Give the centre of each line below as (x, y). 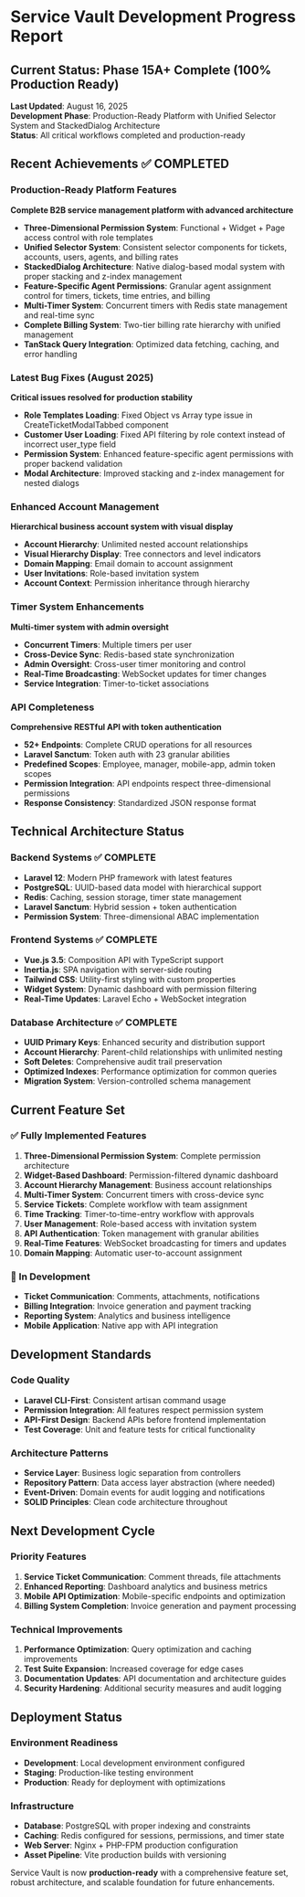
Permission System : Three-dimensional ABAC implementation (141, 917)
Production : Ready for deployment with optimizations (125, 1782)
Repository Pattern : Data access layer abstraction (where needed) (149, 1483)
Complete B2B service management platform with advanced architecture (152, 210)
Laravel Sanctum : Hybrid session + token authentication (130, 906)
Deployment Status (66, 1717)
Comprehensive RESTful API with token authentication (116, 726)
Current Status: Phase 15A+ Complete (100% (141, 70)
